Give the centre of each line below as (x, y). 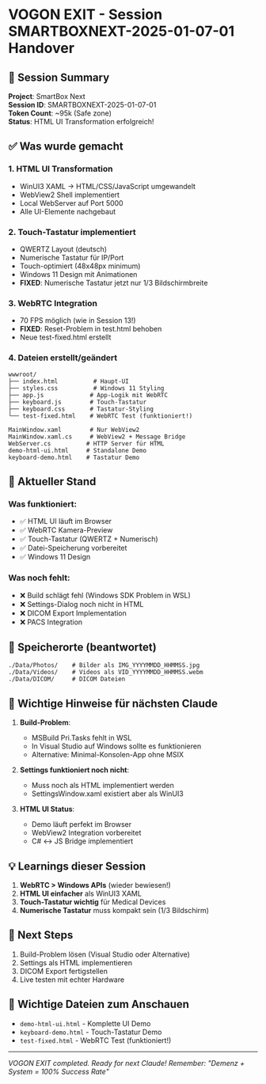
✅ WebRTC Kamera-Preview (66, 530)
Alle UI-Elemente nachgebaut (68, 211)
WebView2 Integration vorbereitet (86, 833)
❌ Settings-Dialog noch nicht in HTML (82, 604)
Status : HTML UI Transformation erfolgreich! (81, 121)
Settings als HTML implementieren (76, 962)
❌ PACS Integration (51, 622)
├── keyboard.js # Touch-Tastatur (78, 402)
